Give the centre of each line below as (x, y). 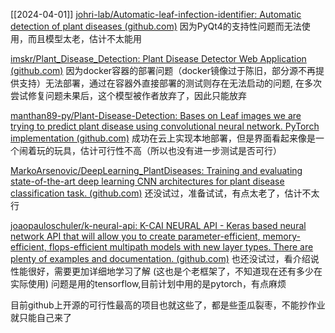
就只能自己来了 (41, 317)
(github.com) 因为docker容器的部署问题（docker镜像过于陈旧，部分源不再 (163, 70)
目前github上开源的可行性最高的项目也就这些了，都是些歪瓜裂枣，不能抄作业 (168, 305)
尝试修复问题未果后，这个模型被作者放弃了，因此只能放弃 (128, 95)
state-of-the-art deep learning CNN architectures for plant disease (147, 181)
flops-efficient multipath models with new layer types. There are (181, 247)
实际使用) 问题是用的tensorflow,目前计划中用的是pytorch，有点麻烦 (148, 283)
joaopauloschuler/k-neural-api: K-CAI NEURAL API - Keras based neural (158, 225)
